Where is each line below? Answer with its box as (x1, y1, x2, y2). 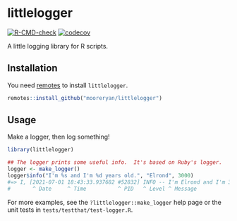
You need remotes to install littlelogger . (7, 81, 128, 89)
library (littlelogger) (7, 146, 74, 153)
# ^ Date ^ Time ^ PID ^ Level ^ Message (7, 185, 197, 192)
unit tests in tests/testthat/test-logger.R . (7, 206, 133, 214)
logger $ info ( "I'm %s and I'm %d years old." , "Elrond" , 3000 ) (7, 172, 194, 179)
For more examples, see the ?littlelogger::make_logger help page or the (7, 198, 222, 206)
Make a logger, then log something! (7, 132, 111, 141)
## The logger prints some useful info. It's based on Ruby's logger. (7, 159, 222, 166)
